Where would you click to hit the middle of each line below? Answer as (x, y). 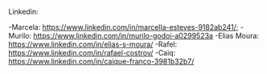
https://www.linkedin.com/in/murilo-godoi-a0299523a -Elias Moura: (146, 36)
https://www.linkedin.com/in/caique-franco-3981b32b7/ (101, 61)
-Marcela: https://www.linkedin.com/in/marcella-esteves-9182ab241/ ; (123, 27)
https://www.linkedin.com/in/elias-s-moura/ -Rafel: (93, 44)
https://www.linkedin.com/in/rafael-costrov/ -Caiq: (92, 53)
